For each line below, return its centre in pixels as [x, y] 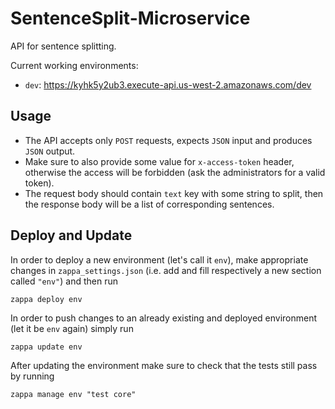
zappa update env [46, 347]
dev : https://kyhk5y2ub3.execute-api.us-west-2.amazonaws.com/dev [168, 84]
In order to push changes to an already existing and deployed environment [164, 318]
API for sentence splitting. [63, 46]
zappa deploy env [46, 299]
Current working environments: [74, 65]
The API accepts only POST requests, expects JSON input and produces [168, 140]
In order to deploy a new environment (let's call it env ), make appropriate [159, 259]
